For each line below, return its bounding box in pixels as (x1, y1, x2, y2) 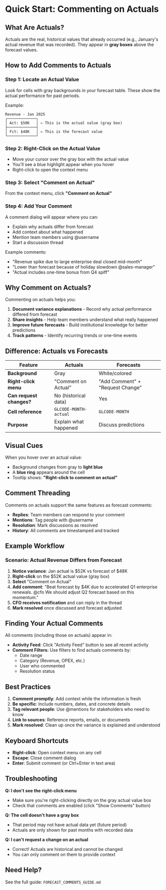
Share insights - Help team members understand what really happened (12, 317, 158, 323)
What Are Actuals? (5, 23, 64, 32)
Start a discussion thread (12, 239, 64, 245)
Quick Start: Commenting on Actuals (5, 3, 159, 15)
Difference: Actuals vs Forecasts (5, 347, 108, 355)
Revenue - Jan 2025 (5, 111, 45, 117)
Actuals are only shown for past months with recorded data (12, 827, 133, 833)
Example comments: (5, 249, 47, 255)
